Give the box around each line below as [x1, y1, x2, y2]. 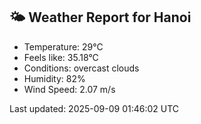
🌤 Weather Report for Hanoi [9, 9, 192, 26]
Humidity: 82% [23, 72, 86, 84]
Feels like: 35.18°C [23, 51, 99, 63]
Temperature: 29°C [23, 40, 104, 53]
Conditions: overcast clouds [23, 62, 140, 74]
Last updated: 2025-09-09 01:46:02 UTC [9, 102, 180, 114]
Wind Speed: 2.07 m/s [23, 83, 116, 95]
